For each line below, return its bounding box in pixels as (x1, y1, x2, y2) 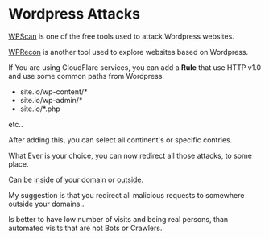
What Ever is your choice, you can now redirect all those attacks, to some (8, 150, 252, 160)
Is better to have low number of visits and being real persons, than (8, 214, 229, 224)
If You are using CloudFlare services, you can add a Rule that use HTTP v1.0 (8, 62, 262, 72)
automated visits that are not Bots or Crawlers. (8, 223, 163, 233)
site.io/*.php (19, 104, 60, 113)
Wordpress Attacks (8, 5, 141, 23)
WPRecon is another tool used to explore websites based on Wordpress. (8, 47, 249, 56)
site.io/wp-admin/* (19, 95, 83, 105)
